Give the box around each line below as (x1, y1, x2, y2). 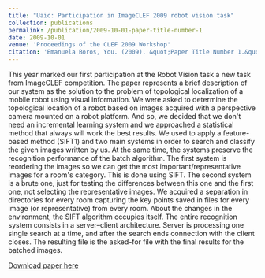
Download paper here (8, 261, 79, 270)
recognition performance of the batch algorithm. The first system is (8, 154, 227, 162)
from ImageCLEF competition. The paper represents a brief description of (8, 78, 248, 87)
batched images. (8, 246, 63, 254)
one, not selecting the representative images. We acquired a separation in (8, 187, 248, 196)
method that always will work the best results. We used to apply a (8, 128, 222, 138)
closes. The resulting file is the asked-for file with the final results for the (8, 237, 244, 246)
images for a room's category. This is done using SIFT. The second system (8, 170, 252, 180)
